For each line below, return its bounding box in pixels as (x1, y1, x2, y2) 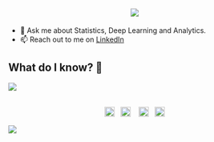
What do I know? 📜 (8, 61, 103, 75)
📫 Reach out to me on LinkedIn (19, 34, 124, 44)
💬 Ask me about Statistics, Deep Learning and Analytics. (19, 25, 207, 35)
